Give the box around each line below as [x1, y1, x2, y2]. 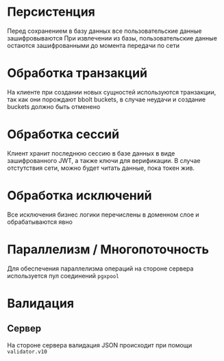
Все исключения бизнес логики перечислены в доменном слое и [7, 210, 200, 219]
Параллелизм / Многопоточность [7, 241, 210, 257]
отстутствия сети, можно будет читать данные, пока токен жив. [7, 164, 195, 172]
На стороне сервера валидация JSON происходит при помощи [7, 340, 192, 349]
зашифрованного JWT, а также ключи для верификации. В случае [7, 156, 201, 164]
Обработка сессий [7, 127, 120, 142]
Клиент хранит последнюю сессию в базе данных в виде [7, 149, 175, 158]
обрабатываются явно [7, 217, 73, 226]
